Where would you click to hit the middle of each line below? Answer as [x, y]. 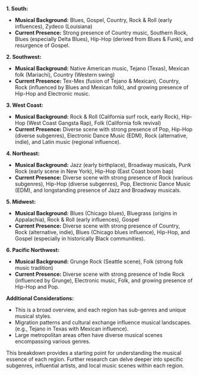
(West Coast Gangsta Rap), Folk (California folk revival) [94, 123]
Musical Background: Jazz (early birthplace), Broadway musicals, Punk [103, 165]
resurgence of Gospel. [42, 45]
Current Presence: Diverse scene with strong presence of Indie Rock [100, 274]
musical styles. [33, 316]
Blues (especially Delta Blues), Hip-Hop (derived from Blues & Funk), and [104, 39]
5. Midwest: [21, 202]
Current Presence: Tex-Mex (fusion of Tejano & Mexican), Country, [97, 81]
